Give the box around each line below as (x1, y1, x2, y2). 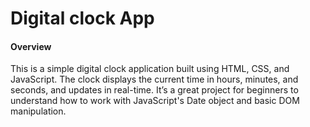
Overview (10, 40, 52, 52)
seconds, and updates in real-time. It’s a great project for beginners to (10, 84, 299, 96)
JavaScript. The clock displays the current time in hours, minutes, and (10, 73, 299, 86)
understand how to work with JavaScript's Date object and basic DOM (10, 95, 300, 107)
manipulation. (10, 105, 67, 117)
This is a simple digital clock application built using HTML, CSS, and (10, 63, 290, 75)
